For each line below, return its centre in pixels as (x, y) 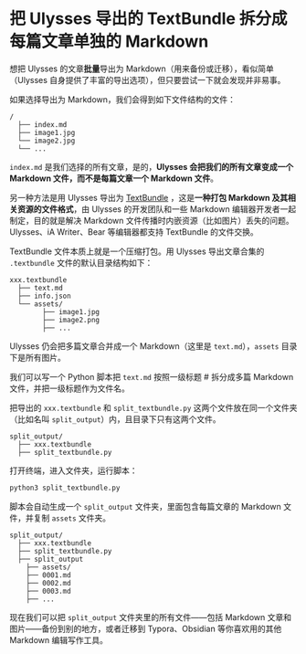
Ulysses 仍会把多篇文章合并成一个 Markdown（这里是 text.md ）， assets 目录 (153, 346)
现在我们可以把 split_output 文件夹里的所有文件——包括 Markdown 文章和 (151, 617)
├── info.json (44, 296)
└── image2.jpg (47, 141)
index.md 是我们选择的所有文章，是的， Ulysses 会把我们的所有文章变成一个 (152, 166)
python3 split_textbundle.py (65, 488)
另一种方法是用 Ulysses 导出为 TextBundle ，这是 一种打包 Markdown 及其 (149, 197)
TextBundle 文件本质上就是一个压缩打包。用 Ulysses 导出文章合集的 (137, 251)
